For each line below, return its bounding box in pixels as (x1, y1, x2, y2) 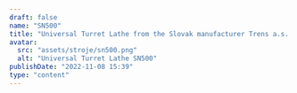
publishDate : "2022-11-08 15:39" (9, 63, 134, 72)
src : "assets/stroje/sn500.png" (17, 46, 138, 55)
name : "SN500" (9, 21, 62, 30)
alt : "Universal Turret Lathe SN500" (17, 54, 158, 63)
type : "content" (9, 71, 70, 80)
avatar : (9, 37, 38, 47)
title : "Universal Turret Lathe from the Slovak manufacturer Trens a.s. (9, 29, 290, 38)
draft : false (9, 12, 58, 22)
